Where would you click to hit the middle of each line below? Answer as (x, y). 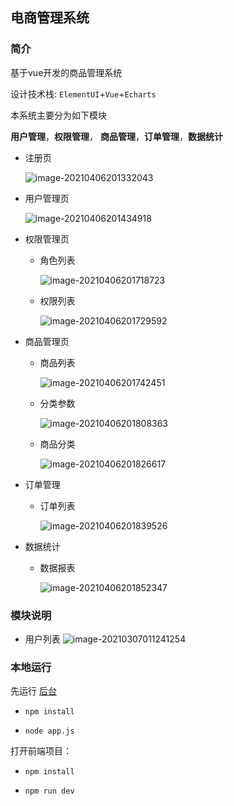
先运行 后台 (33, 691)
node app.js (49, 731)
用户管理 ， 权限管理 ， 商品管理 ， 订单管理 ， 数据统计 (116, 136)
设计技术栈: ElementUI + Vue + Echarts (83, 94)
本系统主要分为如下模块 (58, 115)
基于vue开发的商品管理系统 (66, 72)
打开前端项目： (41, 751)
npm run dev (49, 791)
